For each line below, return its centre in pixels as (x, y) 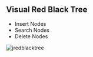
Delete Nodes (31, 36)
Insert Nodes (30, 24)
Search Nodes (32, 30)
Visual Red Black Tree (47, 10)
